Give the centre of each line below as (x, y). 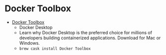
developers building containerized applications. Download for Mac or (90, 38)
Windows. (30, 43)
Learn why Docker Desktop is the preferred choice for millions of (86, 32)
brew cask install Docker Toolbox (55, 49)
